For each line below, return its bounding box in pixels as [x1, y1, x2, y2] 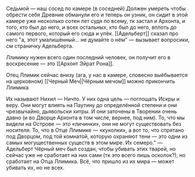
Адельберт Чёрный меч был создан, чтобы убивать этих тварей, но [6, 145, 176, 152]
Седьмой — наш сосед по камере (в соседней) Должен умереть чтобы [6, 5, 186, 12]
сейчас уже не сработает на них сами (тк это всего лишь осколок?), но [6, 152, 186, 158]
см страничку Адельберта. [6, 42, 74, 49]
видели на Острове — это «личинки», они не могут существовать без [6, 121, 182, 127]
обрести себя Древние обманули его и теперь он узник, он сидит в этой [6, 11, 189, 18]
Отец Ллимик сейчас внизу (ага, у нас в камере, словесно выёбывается [6, 72, 188, 78]
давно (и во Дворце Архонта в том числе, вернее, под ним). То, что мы [6, 114, 185, 121]
